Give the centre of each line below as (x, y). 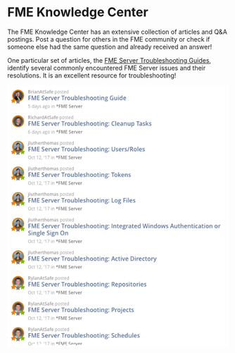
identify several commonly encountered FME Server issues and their (107, 68)
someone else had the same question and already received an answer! (110, 47)
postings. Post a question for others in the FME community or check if (109, 39)
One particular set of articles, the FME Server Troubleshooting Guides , (109, 60)
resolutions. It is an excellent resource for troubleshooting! (92, 75)
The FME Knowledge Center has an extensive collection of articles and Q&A (117, 32)
